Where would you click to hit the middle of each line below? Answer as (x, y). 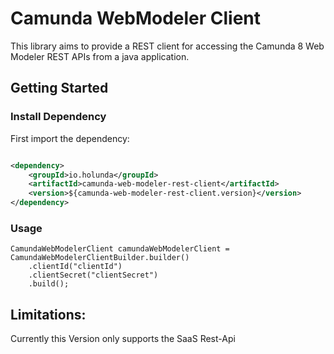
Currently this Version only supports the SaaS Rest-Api (123, 339)
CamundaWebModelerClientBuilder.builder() (100, 258)
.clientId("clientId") (75, 267)
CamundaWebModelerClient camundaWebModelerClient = (120, 249)
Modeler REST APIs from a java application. (100, 56)
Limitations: (48, 314)
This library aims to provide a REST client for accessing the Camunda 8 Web (167, 46)
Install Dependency (58, 117)
